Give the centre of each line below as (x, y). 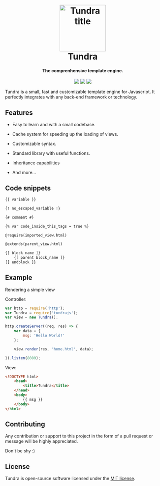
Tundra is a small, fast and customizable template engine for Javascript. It (80, 92)
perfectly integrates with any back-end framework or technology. (71, 97)
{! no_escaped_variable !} (33, 208)
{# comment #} (20, 217)
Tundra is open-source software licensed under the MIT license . (70, 479)
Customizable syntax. (34, 144)
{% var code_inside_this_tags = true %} (47, 226)
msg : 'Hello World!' (44, 336)
